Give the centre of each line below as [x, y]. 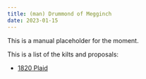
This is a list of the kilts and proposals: [63, 54]
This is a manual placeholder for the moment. [73, 40]
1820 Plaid [32, 68]
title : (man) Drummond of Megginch [60, 14]
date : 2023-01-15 [33, 20]
